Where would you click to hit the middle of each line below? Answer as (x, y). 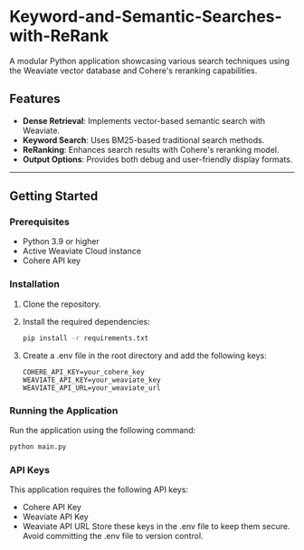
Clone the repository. (62, 304)
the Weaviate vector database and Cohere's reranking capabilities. (133, 71)
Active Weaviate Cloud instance (82, 251)
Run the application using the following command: (103, 430)
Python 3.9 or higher (61, 242)
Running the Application (64, 411)
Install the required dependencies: (86, 321)
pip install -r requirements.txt (85, 338)
